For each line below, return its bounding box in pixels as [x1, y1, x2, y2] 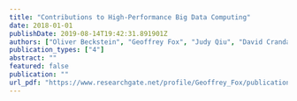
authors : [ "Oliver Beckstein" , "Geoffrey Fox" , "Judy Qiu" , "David [9, 37, 263, 47]
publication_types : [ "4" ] [9, 46, 104, 54]
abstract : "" [9, 54, 57, 62]
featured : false [9, 62, 69, 71]
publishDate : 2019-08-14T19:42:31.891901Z [9, 29, 168, 38]
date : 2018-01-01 [9, 21, 73, 30]
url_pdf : [9, 78, 42, 87]
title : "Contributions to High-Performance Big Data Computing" [9, 12, 251, 22]
